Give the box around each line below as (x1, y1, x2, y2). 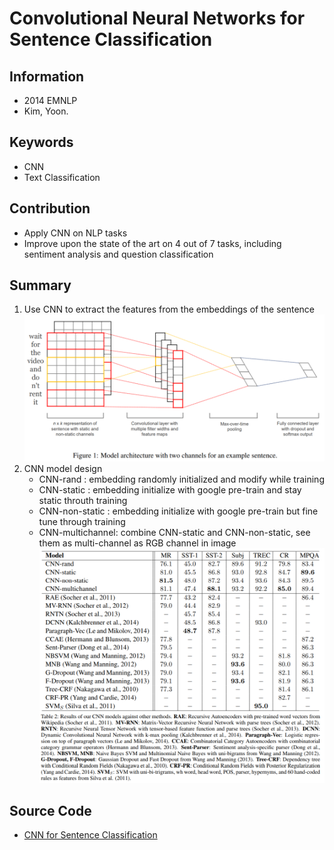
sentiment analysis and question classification (23, 248, 214, 260)
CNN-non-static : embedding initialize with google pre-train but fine (38, 505, 319, 517)
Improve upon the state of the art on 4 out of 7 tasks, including (23, 237, 282, 249)
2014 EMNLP (23, 95, 78, 106)
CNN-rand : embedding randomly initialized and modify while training (38, 473, 325, 485)
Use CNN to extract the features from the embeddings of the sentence (23, 303, 315, 316)
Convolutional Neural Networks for (9, 7, 306, 30)
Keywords (9, 134, 74, 151)
